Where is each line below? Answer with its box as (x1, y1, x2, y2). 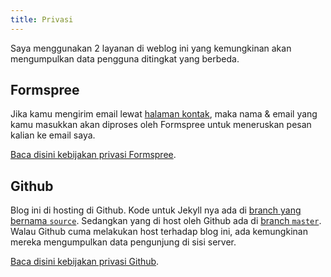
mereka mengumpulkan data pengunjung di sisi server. (10, 236, 237, 248)
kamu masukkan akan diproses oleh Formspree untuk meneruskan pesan (10, 119, 312, 131)
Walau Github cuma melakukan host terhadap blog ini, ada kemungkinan (10, 226, 308, 238)
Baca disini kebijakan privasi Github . (10, 256, 160, 268)
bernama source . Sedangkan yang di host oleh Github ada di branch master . (10, 215, 322, 227)
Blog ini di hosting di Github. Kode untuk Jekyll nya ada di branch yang (10, 204, 302, 216)
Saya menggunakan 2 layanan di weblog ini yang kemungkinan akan (10, 42, 292, 54)
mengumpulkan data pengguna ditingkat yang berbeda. (10, 52, 240, 65)
